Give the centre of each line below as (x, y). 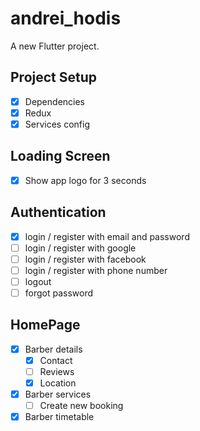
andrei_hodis (66, 18)
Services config (57, 124)
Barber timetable (59, 417)
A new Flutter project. (55, 46)
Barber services (58, 394)
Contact (56, 360)
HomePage (45, 325)
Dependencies (54, 101)
